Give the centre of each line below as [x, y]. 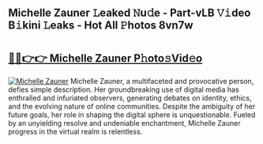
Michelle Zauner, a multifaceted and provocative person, [162, 81]
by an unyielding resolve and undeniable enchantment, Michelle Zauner [124, 123]
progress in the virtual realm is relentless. [75, 131]
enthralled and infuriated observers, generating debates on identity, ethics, [130, 98]
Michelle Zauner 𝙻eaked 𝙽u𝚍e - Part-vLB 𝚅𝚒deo [130, 13]
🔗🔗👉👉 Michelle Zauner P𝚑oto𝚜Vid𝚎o [105, 58]
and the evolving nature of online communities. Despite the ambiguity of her [132, 106]
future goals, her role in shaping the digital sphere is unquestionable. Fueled [132, 115]
